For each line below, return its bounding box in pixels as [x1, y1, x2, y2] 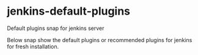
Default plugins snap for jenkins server [7, 24, 105, 32]
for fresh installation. [7, 43, 59, 50]
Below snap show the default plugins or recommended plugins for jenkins [7, 36, 193, 43]
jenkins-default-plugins [7, 4, 131, 18]
